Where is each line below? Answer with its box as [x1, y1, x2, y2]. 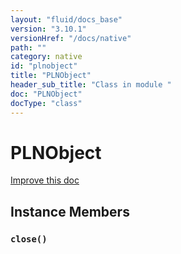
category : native [10, 52, 83, 62]
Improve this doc [10, 174, 80, 186]
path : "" [10, 42, 47, 53]
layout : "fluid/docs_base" [10, 14, 123, 25]
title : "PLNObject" [10, 71, 92, 81]
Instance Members [10, 203, 130, 220]
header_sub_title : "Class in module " [10, 80, 172, 90]
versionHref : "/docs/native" [10, 33, 132, 43]
